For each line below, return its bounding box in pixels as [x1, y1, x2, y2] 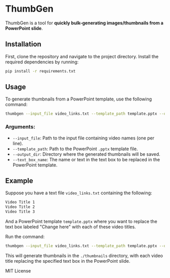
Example [5, 177, 33, 185]
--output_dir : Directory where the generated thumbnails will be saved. [12, 151, 160, 157]
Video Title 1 [5, 200, 35, 205]
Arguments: [5, 123, 35, 130]
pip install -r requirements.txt [5, 68, 76, 74]
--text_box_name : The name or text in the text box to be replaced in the [12, 156, 160, 162]
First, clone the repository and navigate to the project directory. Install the [5, 53, 159, 59]
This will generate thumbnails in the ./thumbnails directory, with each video [5, 252, 163, 259]
